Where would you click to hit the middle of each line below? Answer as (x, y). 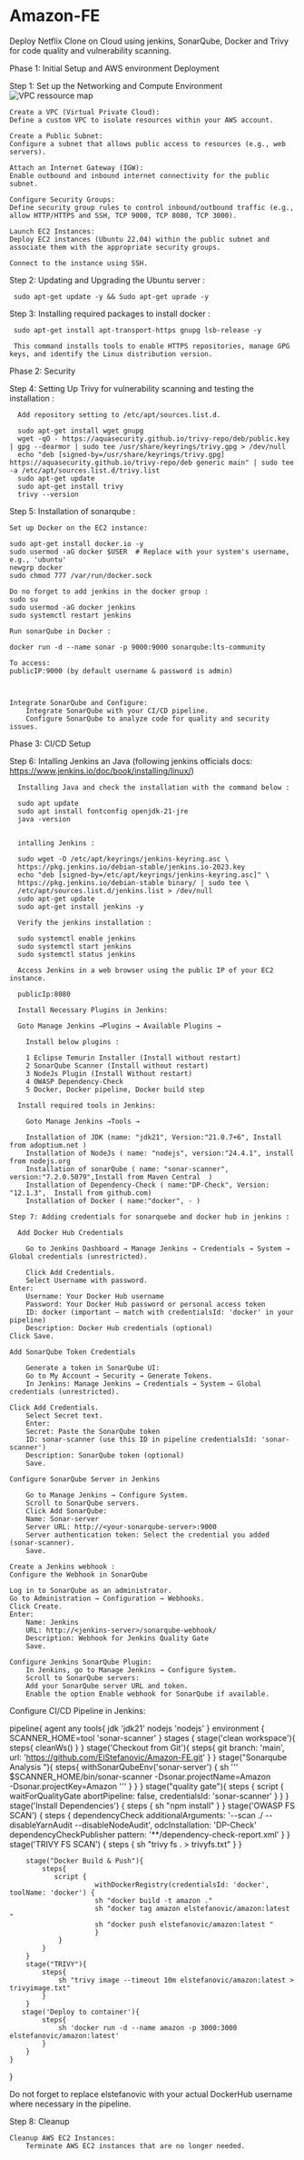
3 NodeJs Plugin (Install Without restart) (109, 1073)
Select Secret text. (64, 1415)
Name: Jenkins (52, 1622)
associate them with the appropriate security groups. (115, 247)
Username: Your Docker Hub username (95, 1296)
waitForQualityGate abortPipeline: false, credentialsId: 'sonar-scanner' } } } (149, 1796)
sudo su (24, 599)
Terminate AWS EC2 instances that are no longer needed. (136, 2145)
